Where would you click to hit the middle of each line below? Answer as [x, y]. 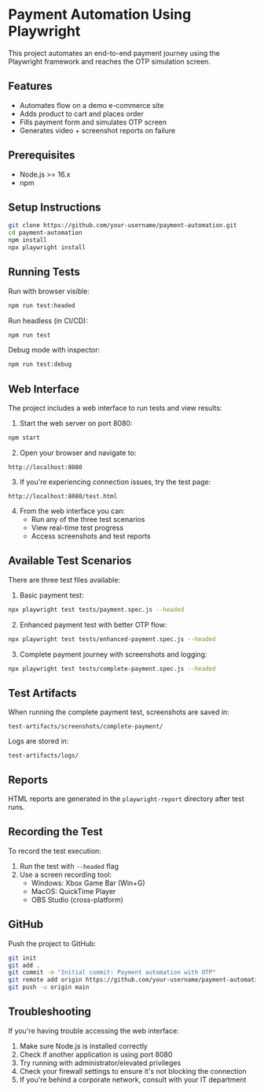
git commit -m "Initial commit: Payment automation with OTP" [112, 973]
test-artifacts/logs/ [44, 756]
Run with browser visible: [49, 291]
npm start [24, 438]
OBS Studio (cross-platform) [77, 900]
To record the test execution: [55, 851]
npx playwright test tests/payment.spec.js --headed [96, 609]
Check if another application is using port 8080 [96, 1054]
